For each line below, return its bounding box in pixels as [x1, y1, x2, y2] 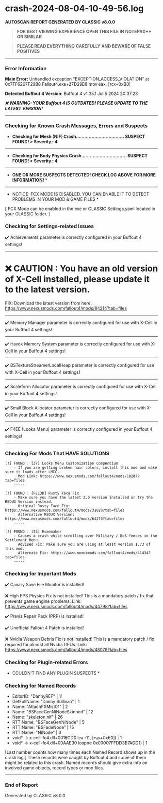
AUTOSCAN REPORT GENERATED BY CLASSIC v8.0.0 [5, 19, 115, 25]
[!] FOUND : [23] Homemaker [5, 529, 62, 534]
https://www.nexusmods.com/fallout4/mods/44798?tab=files [5, 604, 128, 610]
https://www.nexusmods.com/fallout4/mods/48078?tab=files [5, 647, 128, 653]
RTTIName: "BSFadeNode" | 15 [12, 724, 74, 730]
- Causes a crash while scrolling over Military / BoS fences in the [14, 534, 158, 538]
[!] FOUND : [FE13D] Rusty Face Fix [5, 491, 79, 496]
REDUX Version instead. [5, 499, 53, 504]
